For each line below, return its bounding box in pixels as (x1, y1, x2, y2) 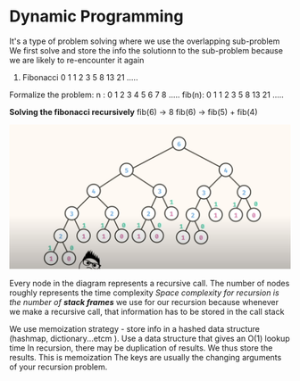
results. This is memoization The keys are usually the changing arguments (9, 352, 282, 362)
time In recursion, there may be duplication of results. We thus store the (9, 342, 273, 353)
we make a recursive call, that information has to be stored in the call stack (9, 306, 285, 317)
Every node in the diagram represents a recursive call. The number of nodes (9, 277, 290, 288)
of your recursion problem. (9, 361, 108, 372)
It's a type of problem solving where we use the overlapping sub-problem (9, 36, 280, 46)
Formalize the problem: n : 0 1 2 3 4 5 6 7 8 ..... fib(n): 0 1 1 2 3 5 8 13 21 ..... (9, 89, 284, 100)
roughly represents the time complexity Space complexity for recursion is (9, 287, 279, 298)
